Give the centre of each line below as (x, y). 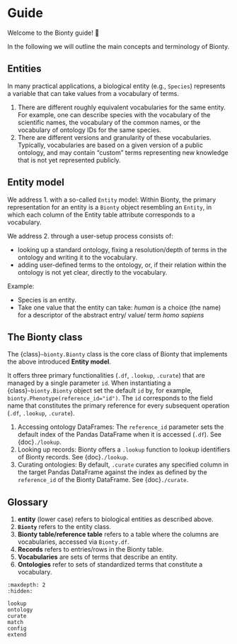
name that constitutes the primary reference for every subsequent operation (118, 405)
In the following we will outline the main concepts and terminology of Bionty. (118, 46)
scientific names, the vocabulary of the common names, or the (109, 122)
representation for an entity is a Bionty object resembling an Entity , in (110, 207)
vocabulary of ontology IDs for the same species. (89, 130)
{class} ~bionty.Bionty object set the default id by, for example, (100, 391)
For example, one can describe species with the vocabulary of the (114, 114)
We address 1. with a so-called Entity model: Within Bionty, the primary (112, 200)
